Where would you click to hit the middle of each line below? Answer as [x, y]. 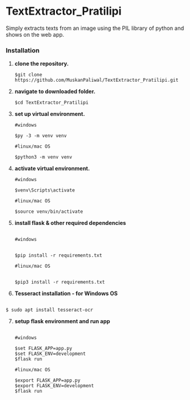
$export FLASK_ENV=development [54, 386]
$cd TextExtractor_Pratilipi [51, 103]
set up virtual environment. [50, 114]
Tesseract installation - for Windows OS [66, 293]
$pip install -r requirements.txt [58, 255]
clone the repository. [42, 64]
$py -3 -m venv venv [40, 136]
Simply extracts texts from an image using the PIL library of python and [95, 28]
